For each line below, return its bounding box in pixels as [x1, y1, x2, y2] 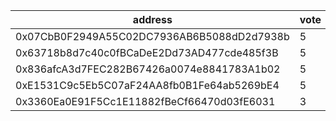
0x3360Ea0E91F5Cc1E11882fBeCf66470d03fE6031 [15, 95, 276, 108]
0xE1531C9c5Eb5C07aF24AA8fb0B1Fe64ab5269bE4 [15, 79, 280, 92]
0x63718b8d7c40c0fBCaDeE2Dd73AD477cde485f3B [15, 46, 279, 59]
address [132, 13, 173, 26]
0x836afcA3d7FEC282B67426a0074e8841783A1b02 [15, 62, 281, 76]
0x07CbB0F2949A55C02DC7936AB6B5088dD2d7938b [15, 30, 290, 43]
